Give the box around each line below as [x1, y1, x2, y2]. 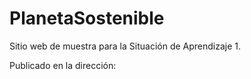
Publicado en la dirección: [9, 59, 117, 71]
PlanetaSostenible [9, 7, 165, 30]
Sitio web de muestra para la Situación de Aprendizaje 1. [9, 40, 242, 52]
